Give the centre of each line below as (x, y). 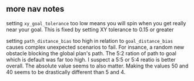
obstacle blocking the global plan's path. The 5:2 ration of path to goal (91, 53)
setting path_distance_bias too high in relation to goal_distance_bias (90, 41)
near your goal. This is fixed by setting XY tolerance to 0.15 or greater (90, 29)
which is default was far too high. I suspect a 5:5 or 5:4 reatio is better (91, 59)
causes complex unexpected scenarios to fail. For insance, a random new (95, 47)
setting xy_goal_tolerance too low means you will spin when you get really (96, 23)
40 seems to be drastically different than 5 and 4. (66, 72)
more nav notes (35, 9)
